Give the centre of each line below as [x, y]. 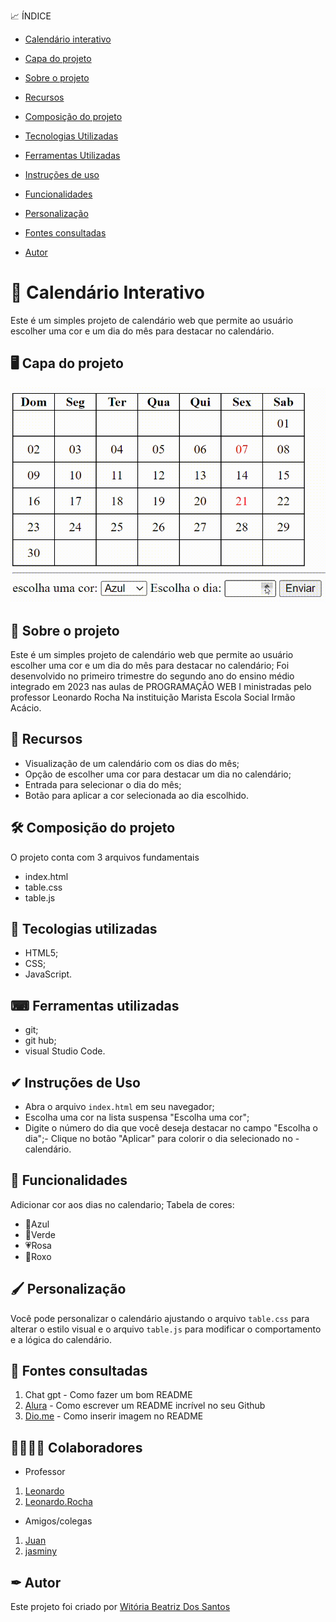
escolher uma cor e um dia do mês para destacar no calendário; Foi [150, 665]
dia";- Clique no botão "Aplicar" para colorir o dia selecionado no [158, 1138]
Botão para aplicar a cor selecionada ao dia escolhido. [137, 795]
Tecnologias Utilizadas [71, 136]
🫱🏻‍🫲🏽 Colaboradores [76, 1447]
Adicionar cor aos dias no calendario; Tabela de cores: [122, 1204]
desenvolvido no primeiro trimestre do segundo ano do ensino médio [152, 676]
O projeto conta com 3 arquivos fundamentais [105, 857]
